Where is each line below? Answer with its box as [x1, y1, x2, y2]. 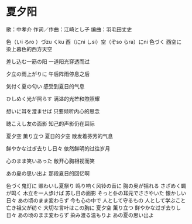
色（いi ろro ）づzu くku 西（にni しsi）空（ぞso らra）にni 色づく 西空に [6, 38, 182, 45]
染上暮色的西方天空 [6, 45, 53, 53]
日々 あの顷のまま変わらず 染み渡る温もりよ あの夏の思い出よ [6, 211, 154, 218]
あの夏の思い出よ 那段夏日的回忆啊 [6, 170, 90, 177]
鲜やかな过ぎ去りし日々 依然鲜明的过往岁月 [6, 144, 110, 152]
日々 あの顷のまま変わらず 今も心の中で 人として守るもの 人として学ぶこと [6, 197, 186, 204]
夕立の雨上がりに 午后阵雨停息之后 [6, 70, 90, 77]
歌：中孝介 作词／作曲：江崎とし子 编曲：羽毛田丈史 [6, 26, 132, 33]
